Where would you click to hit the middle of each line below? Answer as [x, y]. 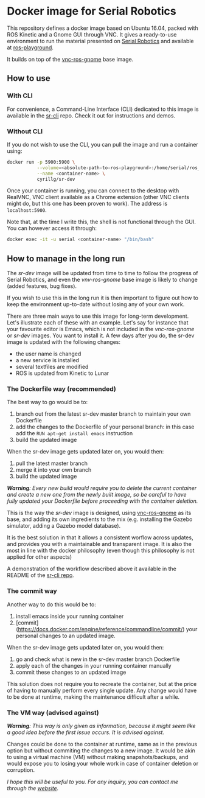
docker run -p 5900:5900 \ [41, 162]
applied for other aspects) [40, 557]
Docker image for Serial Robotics [92, 11]
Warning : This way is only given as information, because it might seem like [102, 726]
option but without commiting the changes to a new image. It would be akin [101, 751]
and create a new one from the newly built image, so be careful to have [97, 495]
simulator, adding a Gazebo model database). [64, 526]
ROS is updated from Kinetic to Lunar [62, 373]
